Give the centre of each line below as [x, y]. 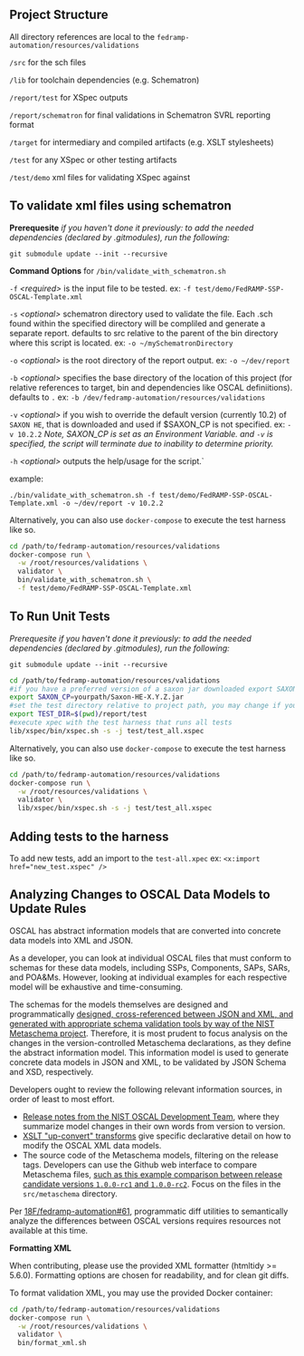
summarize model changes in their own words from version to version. [154, 1126]
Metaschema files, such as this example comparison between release [152, 1174]
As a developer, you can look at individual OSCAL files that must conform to [151, 958]
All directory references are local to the [82, 36]
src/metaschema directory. [70, 1193]
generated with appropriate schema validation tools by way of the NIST [142, 1023]
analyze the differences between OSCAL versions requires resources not [145, 1220]
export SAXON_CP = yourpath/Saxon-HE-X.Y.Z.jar [96, 697]
